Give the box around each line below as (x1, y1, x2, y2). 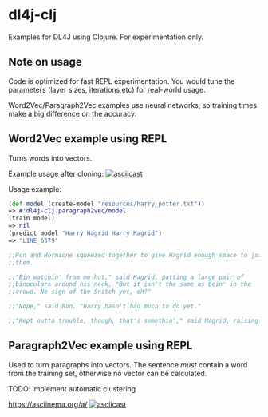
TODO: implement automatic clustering (8, 383, 136, 393)
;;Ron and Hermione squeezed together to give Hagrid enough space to (8, 251, 248, 259)
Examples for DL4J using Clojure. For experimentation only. (8, 32, 204, 42)
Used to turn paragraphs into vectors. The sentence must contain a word (8, 359, 248, 369)
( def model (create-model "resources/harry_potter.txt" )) (8, 200, 205, 208)
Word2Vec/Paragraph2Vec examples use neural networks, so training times (8, 100, 258, 109)
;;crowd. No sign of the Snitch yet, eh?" (8, 288, 152, 296)
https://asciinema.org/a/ (8, 399, 88, 409)
